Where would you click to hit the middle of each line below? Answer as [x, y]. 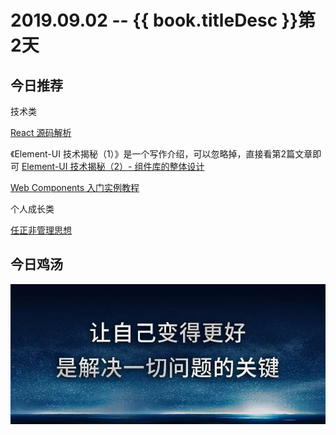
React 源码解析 [41, 132]
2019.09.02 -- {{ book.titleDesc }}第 [163, 20]
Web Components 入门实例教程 [75, 187]
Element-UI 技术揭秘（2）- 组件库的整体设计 [113, 166]
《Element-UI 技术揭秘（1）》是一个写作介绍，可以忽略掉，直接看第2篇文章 [161, 154]
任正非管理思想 [41, 230]
